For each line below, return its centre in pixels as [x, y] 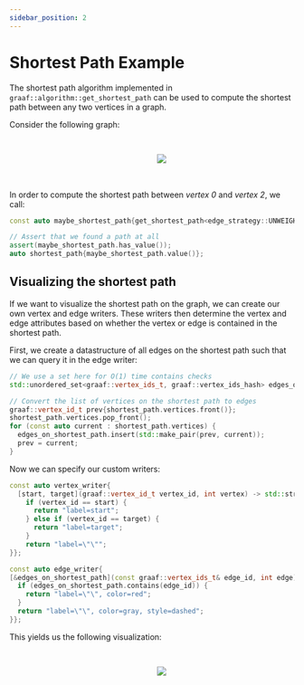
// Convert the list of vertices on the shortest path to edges [133, 401]
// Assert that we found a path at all [85, 237]
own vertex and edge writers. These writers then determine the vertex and [148, 313]
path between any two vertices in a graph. [88, 107]
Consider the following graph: [65, 124]
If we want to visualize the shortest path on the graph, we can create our [145, 303]
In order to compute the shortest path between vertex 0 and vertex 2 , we [145, 195]
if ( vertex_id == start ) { [76, 502]
